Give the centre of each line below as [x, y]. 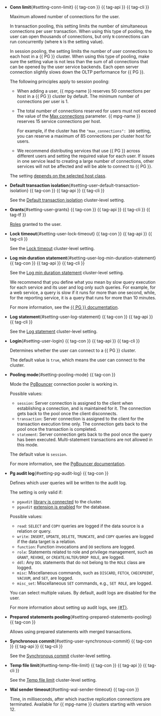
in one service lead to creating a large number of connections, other [85, 161]
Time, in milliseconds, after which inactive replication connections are [80, 699]
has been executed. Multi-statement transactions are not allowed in [85, 440]
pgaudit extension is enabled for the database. [64, 507]
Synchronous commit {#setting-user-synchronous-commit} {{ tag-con [81, 641]
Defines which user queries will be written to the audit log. [68, 483]
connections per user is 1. [43, 101]
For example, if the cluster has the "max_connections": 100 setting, [84, 131]
